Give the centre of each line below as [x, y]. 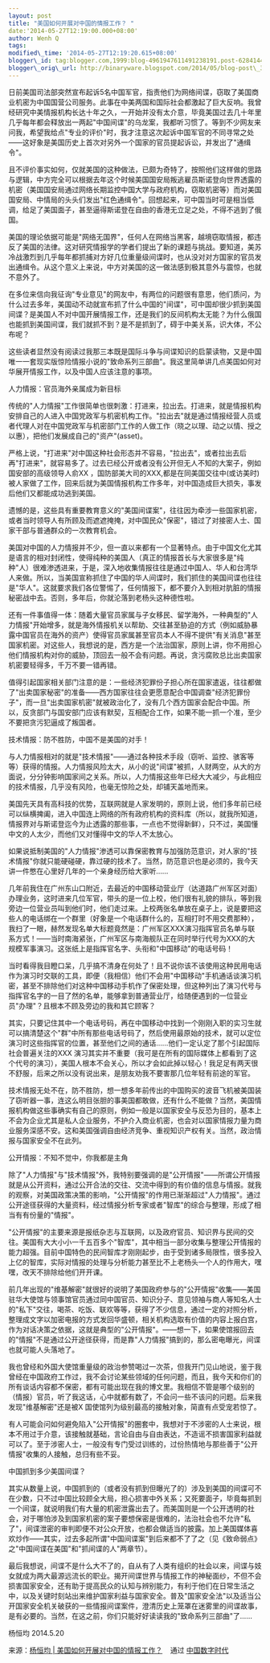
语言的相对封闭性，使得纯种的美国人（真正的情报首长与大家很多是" [126, 557]
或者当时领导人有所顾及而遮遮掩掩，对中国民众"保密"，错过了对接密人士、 [131, 520]
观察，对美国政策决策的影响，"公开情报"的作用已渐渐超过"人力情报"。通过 [138, 1194]
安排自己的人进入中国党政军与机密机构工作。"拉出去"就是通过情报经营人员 [131, 416]
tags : [17, 46]
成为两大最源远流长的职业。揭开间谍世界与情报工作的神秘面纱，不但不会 [142, 1575]
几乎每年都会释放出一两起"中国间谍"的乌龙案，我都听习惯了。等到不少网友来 [135, 122]
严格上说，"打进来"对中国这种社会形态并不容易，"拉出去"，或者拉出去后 [128, 453]
